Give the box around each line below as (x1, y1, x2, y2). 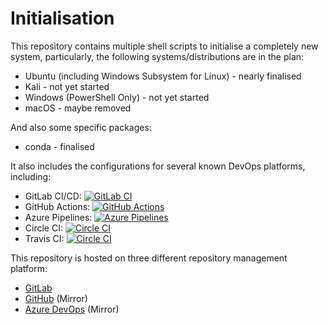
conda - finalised (24, 140, 95, 152)
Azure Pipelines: (24, 211, 93, 223)
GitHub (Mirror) (24, 292, 88, 304)
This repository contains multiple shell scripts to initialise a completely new (10, 40, 319, 52)
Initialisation (10, 7, 115, 30)
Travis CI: (24, 232, 65, 244)
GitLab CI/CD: (24, 190, 82, 202)
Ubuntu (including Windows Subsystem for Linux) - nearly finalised (24, 70, 302, 82)
